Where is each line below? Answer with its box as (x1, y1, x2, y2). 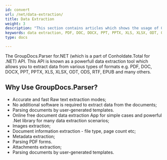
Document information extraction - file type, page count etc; (12, 128, 136, 134)
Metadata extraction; (12, 133, 56, 139)
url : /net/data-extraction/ (5, 12, 64, 17)
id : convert (5, 7, 30, 12)
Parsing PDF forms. (12, 139, 53, 145)
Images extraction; (12, 123, 51, 129)
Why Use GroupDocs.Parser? (5, 83, 98, 92)
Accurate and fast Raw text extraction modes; (12, 96, 106, 102)
